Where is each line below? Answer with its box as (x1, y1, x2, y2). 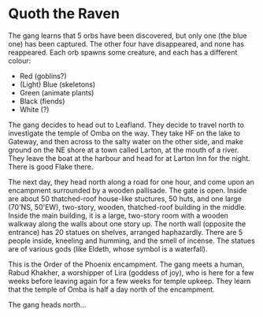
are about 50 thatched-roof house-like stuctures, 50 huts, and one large (8, 194, 242, 203)
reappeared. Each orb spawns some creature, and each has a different (8, 47, 238, 57)
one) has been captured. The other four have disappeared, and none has (8, 39, 245, 48)
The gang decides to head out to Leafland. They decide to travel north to (8, 120, 244, 129)
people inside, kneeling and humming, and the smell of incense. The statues (8, 236, 256, 245)
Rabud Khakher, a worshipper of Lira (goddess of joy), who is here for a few (8, 267, 254, 277)
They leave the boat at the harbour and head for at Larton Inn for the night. (8, 153, 250, 162)
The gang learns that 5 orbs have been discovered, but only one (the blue (8, 31, 247, 40)
